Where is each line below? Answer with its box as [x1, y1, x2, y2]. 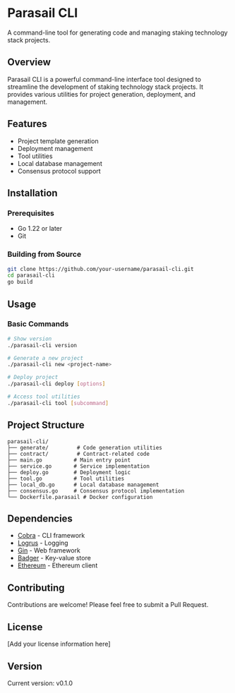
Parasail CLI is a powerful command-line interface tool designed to [7, 75, 201, 83]
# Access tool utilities [7, 393, 80, 400]
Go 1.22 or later [17, 224, 63, 233]
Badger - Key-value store [17, 554, 92, 562]
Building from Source [7, 249, 82, 259]
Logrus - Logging [17, 538, 68, 548]
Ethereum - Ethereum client [17, 561, 98, 570]
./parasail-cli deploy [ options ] [7, 380, 106, 387]
